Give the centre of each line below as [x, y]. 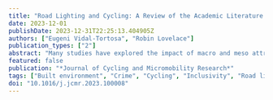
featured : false [36, 61]
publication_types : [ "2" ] [52, 46]
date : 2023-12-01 [38, 23]
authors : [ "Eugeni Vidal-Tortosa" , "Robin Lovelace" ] [102, 38]
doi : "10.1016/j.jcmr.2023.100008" [69, 83]
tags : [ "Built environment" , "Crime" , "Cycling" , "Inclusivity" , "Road [132, 76]
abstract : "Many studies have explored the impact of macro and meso [129, 53]
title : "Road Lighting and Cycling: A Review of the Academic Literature [136, 16]
